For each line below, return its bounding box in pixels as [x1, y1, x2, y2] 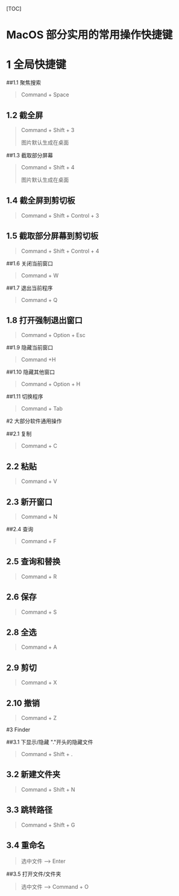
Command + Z [20, 715, 57, 722]
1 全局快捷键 [6, 58, 66, 72]
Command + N [20, 513, 58, 520]
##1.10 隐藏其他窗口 [6, 368, 55, 376]
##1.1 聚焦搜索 [6, 79, 41, 86]
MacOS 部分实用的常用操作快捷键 [6, 28, 173, 42]
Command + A [20, 643, 57, 651]
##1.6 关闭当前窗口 [6, 259, 53, 267]
